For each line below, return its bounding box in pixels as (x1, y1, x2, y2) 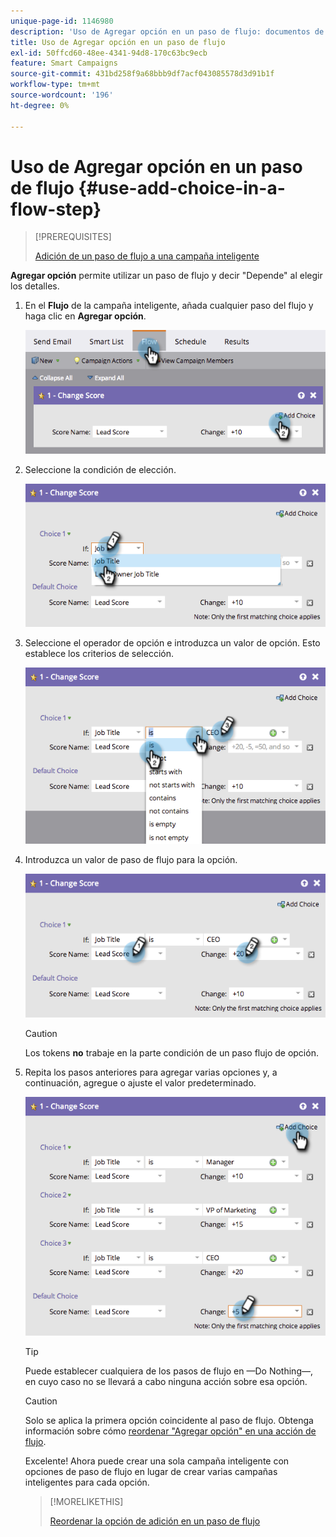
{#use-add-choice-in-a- (78, 176, 286, 199)
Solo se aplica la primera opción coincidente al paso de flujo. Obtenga (24, 1414, 314, 1426)
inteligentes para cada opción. (24, 1476, 150, 1488)
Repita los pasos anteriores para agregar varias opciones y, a (24, 1066, 278, 1078)
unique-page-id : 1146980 (10, 16, 114, 26)
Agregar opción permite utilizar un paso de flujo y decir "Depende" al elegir (10, 270, 323, 282)
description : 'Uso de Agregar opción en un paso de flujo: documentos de (10, 26, 325, 37)
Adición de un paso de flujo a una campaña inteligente (34, 250, 260, 262)
